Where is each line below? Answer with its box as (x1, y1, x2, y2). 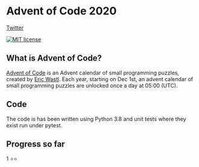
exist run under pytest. (6, 121, 63, 129)
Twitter (6, 24, 24, 31)
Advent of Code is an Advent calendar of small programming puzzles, (6, 69, 180, 76)
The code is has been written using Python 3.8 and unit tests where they (6, 115, 186, 123)
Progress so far (6, 139, 65, 149)
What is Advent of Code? (6, 53, 103, 64)
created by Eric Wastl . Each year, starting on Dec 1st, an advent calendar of (6, 75, 194, 82)
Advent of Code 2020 (6, 4, 117, 18)
